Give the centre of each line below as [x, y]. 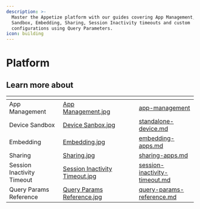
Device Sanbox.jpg [89, 125]
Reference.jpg [82, 197]
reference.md [158, 197]
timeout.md [155, 180]
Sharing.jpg [79, 156]
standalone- [157, 121]
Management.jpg [87, 112]
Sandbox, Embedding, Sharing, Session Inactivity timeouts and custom [101, 23]
